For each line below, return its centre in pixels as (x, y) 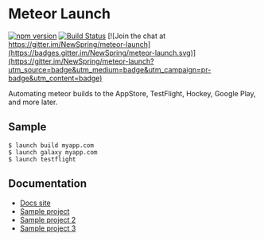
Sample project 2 (48, 220)
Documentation (48, 184)
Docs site (35, 203)
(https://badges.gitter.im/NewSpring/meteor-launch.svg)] (102, 52)
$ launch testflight (43, 159)
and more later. (33, 102)
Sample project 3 (48, 228)
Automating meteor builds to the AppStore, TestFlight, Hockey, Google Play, (132, 93)
